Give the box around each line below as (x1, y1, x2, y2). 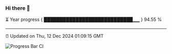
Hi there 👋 (5, 5, 31, 12)
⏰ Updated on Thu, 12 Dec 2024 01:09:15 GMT (5, 33, 104, 39)
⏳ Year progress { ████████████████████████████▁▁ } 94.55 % (5, 16, 162, 22)
